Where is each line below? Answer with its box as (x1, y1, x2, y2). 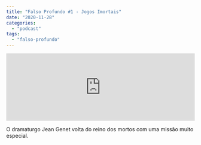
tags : (6, 31, 20, 37)
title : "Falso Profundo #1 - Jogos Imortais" (6, 8, 121, 15)
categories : (6, 20, 36, 26)
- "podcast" (11, 25, 42, 32)
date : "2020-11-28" (6, 14, 55, 20)
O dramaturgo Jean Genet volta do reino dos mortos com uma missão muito (6, 126, 194, 132)
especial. (6, 132, 29, 139)
